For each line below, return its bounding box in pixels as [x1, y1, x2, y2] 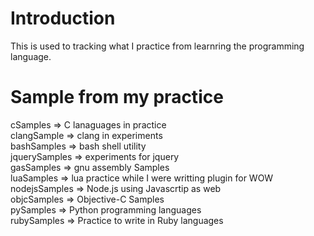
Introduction [10, 7, 116, 30]
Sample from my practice [10, 86, 224, 109]
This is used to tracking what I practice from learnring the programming [10, 40, 305, 52]
